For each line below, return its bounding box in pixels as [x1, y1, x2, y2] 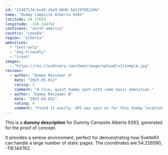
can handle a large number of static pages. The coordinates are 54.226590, [5, 140, 162, 146]
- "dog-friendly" [10, 49, 46, 54]
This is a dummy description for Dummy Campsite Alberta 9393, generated [5, 119, 162, 125]
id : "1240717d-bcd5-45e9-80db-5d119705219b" [5, 7, 100, 13]
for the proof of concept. [5, 125, 57, 131]
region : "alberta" [5, 36, 44, 41]
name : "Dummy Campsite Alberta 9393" [5, 12, 85, 17]
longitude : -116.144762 [5, 21, 55, 27]
